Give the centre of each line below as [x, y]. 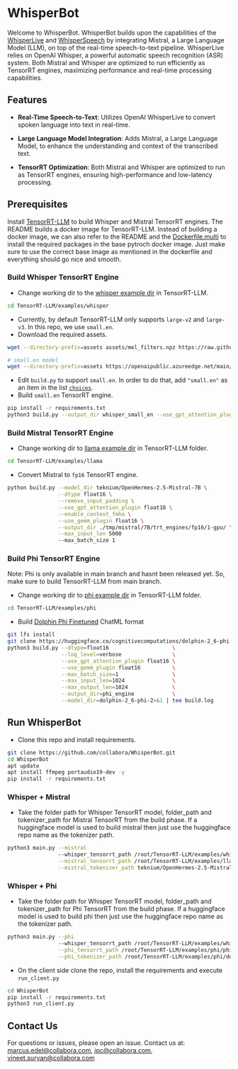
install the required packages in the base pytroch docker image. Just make [116, 244]
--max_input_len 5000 [90, 534]
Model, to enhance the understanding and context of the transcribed [118, 146]
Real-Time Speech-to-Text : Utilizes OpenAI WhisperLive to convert [117, 117]
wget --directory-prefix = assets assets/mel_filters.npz [91, 347]
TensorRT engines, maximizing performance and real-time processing [110, 70]
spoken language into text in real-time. [74, 125]
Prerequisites [38, 204]
